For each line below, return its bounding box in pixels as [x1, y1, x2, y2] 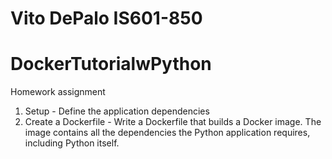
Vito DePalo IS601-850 [10, 7, 203, 30]
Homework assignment [10, 86, 106, 98]
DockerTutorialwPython [10, 53, 212, 76]
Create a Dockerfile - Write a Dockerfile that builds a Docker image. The [24, 116, 322, 128]
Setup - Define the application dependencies [24, 105, 210, 117]
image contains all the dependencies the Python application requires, [24, 127, 311, 139]
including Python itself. [24, 137, 120, 149]
